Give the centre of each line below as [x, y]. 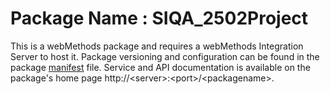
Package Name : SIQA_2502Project [159, 18]
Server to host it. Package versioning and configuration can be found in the [165, 56]
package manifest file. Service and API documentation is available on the [160, 67]
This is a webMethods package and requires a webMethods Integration [157, 46]
